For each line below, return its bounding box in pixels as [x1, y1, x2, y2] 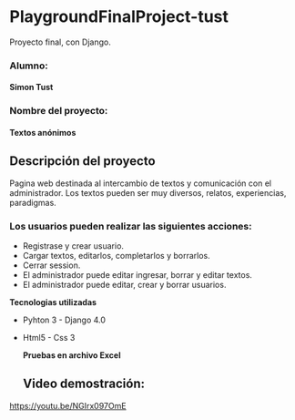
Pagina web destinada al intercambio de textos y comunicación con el [9, 178, 271, 189]
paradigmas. [9, 197, 56, 208]
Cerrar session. [22, 260, 81, 271]
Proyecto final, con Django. [9, 36, 111, 47]
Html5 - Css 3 [22, 333, 76, 343]
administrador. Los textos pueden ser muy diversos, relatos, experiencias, [9, 187, 287, 198]
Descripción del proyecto [9, 153, 157, 169]
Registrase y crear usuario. [22, 241, 125, 251]
